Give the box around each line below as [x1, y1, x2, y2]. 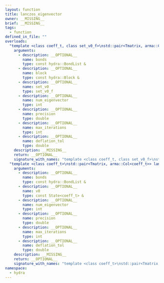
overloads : [5, 39, 27, 44]
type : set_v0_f [22, 89, 54, 94]
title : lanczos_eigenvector [5, 12, 62, 17]
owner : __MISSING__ [5, 16, 45, 21]
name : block [22, 71, 47, 76]
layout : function [5, 7, 41, 12]
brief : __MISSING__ [5, 20, 45, 26]
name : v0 [22, 188, 41, 193]
